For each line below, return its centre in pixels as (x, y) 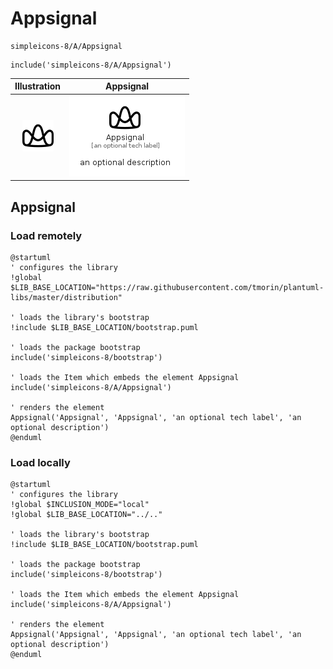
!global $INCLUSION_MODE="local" (80, 505)
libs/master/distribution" (66, 297)
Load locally (40, 462)
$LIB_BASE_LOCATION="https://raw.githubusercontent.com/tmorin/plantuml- (167, 287)
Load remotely (46, 235)
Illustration (38, 86)
